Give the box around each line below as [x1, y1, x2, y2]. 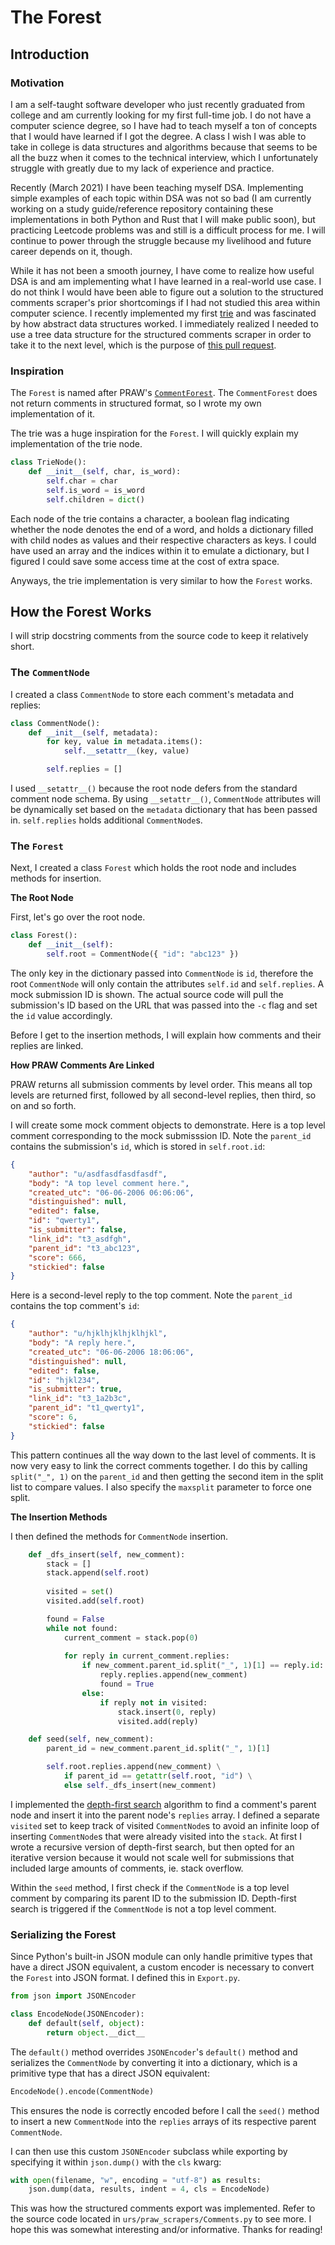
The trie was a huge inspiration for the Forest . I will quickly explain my [10, 427, 299, 440]
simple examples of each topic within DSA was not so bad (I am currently [10, 192, 312, 204]
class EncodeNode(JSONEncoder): [10, 2009, 145, 2019]
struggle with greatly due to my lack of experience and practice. [10, 162, 275, 174]
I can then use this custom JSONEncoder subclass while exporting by [10, 2145, 288, 2157]
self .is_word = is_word [46, 485, 145, 495]
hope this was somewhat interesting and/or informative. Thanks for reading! [10, 2224, 323, 2236]
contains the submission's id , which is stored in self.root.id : [10, 1140, 266, 1152]
